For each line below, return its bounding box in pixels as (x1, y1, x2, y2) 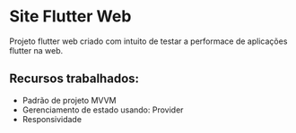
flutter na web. (9, 45, 64, 55)
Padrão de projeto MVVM (22, 95, 117, 105)
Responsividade (22, 113, 83, 124)
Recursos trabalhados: (9, 71, 140, 87)
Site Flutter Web (9, 6, 132, 27)
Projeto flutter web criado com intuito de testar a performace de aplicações (9, 36, 288, 46)
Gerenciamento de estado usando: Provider (22, 104, 184, 115)
